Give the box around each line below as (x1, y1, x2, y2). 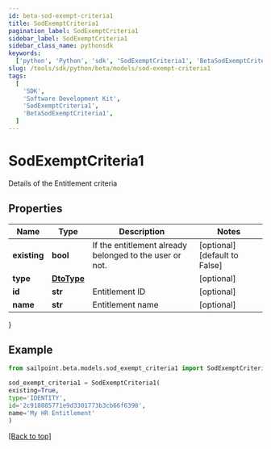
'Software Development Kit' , (23, 94, 121, 103)
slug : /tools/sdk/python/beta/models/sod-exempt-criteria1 (8, 65, 211, 73)
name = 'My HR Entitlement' (8, 409, 95, 417)
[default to (198, 250, 240, 261)
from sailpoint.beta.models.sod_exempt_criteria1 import (8, 364, 204, 372)
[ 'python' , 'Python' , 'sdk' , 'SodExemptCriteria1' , (15, 57, 194, 65)
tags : (8, 72, 27, 80)
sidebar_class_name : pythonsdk (8, 42, 114, 50)
